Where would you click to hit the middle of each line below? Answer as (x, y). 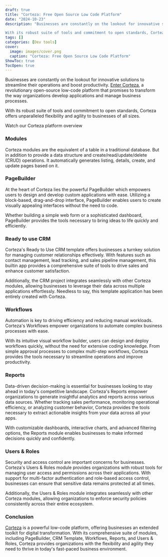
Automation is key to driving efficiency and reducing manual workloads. (79, 321)
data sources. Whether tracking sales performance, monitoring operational (82, 402)
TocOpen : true (20, 66)
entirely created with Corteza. (36, 297)
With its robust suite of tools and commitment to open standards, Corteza (81, 111)
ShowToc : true (20, 61)
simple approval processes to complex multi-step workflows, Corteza (77, 352)
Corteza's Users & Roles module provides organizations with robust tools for (84, 468)
